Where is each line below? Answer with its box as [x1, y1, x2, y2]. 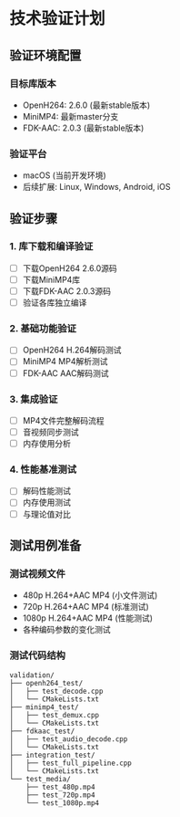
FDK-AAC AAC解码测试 [22, 367, 109, 379]
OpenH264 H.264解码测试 [22, 344, 122, 356]
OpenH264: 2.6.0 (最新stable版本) [22, 100, 151, 110]
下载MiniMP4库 [22, 274, 81, 285]
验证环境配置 [9, 47, 82, 63]
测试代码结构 [9, 649, 66, 662]
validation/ [9, 670, 55, 680]
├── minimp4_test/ [9, 702, 79, 712]
